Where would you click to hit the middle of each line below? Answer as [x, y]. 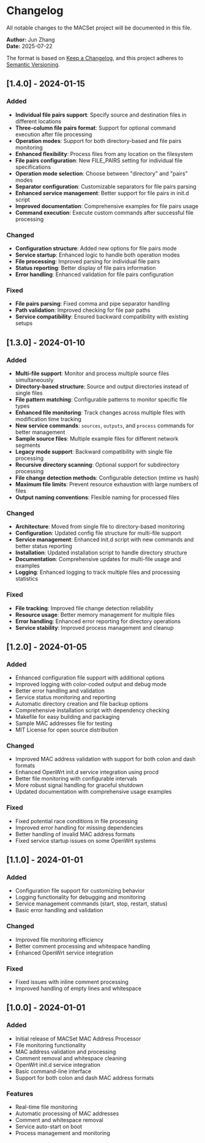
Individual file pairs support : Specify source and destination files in [101, 115]
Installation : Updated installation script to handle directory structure [101, 552]
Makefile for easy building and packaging [67, 717]
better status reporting [43, 546]
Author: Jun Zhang [31, 39]
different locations [38, 121]
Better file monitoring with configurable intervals [76, 779]
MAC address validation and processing [65, 1052]
